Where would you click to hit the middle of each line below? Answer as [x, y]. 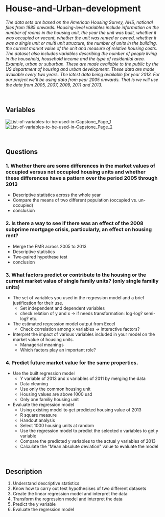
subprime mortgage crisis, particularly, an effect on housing [79, 230]
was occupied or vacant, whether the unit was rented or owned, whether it [81, 38]
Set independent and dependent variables [62, 308]
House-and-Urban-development [73, 9]
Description [24, 472]
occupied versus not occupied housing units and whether [76, 172]
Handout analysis [37, 420]
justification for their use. [38, 303]
